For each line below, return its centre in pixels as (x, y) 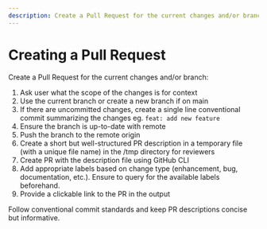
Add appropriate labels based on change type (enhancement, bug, (129, 169)
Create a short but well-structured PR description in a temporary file (131, 143)
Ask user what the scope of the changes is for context (108, 92)
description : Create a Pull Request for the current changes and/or (124, 16)
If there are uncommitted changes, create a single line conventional (130, 109)
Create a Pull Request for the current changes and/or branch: (108, 77)
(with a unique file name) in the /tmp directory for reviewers (117, 151)
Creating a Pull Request (87, 54)
